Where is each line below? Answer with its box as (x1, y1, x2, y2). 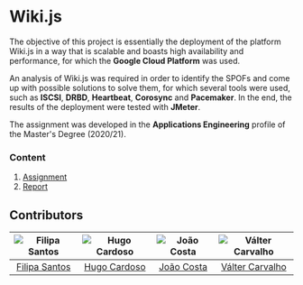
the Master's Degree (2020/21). (9, 128, 126, 139)
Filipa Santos (16, 261, 71, 273)
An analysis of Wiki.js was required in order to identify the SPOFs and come (9, 72, 290, 83)
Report (22, 181, 48, 192)
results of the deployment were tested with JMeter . (9, 101, 201, 112)
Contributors (9, 207, 84, 223)
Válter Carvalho (220, 261, 287, 273)
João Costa (159, 261, 207, 273)
